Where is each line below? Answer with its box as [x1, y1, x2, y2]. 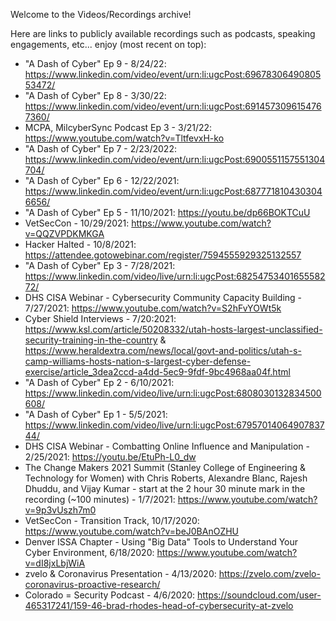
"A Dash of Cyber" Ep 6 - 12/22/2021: [24, 175, 180, 186]
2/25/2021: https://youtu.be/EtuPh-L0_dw [24, 451, 197, 463]
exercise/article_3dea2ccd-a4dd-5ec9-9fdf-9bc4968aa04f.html [24, 366, 291, 378]
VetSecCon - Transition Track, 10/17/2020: [24, 515, 200, 526]
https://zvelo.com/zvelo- [218, 568, 321, 579]
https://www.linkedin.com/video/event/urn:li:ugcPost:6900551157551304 [24, 154, 326, 165]
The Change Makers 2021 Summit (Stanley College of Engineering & [24, 462, 306, 473]
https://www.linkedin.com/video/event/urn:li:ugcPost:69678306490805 [24, 69, 322, 80]
